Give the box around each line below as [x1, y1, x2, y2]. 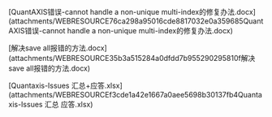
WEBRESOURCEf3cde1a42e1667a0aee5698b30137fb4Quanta [54, 90, 262, 99]
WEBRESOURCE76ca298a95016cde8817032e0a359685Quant [54, 16, 264, 26]
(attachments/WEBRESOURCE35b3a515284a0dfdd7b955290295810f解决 [8, 54, 256, 63]
